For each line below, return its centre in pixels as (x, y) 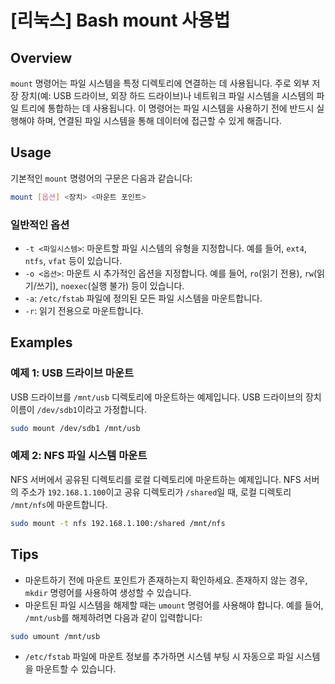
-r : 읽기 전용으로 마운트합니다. (84, 310)
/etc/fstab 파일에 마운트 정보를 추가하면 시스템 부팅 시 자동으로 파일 (159, 657)
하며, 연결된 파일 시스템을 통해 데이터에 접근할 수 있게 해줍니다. (159, 120)
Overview (41, 57)
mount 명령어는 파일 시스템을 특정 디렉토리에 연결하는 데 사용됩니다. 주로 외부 (160, 83)
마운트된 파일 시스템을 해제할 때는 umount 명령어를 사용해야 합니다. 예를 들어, (174, 605)
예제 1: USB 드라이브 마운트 (72, 373)
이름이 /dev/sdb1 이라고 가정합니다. (79, 409)
